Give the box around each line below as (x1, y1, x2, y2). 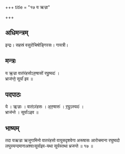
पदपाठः (5, 90, 21, 99)
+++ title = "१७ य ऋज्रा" (5, 4, 50, 10)
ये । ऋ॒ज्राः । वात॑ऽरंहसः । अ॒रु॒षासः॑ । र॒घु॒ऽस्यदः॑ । (5, 103, 84, 109)
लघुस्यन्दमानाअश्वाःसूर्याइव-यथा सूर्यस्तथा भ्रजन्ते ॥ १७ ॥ (5, 143, 93, 149)
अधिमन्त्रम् (5, 28, 28, 37)
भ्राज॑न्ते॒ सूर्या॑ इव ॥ (5, 75, 33, 81)
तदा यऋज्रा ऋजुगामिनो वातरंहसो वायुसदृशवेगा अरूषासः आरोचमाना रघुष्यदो (5, 137, 120, 143)
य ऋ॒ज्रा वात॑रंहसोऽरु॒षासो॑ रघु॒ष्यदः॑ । (5, 70, 60, 76)
